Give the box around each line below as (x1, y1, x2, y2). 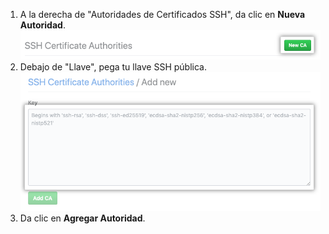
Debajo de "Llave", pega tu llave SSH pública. (19, 61, 207, 73)
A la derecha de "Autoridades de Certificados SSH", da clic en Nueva (19, 9, 306, 20)
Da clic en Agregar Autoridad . (19, 212, 146, 224)
